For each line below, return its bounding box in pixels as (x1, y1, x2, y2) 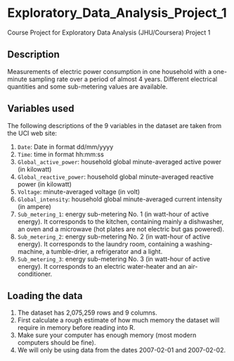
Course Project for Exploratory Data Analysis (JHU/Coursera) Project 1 (7, 28, 211, 37)
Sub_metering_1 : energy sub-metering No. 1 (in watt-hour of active (17, 210, 209, 218)
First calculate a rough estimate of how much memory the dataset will (17, 316, 220, 324)
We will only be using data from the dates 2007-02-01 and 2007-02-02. (17, 346, 226, 355)
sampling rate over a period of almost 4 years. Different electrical (28, 75, 218, 83)
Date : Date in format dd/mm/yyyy (17, 142, 114, 151)
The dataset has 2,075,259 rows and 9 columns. (17, 308, 157, 317)
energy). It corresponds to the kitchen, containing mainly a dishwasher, (17, 217, 224, 226)
